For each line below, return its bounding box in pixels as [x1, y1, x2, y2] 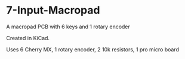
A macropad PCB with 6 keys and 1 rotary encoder [6, 23, 130, 30]
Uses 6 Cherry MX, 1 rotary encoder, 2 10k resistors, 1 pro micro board [6, 45, 179, 53]
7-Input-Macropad [6, 4, 100, 17]
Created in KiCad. [6, 34, 50, 41]
